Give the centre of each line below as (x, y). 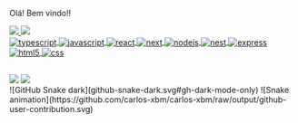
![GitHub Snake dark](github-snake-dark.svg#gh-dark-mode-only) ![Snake (149, 90)
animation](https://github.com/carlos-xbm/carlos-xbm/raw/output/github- (148, 99)
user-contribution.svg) (51, 109)
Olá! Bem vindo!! (40, 13)
